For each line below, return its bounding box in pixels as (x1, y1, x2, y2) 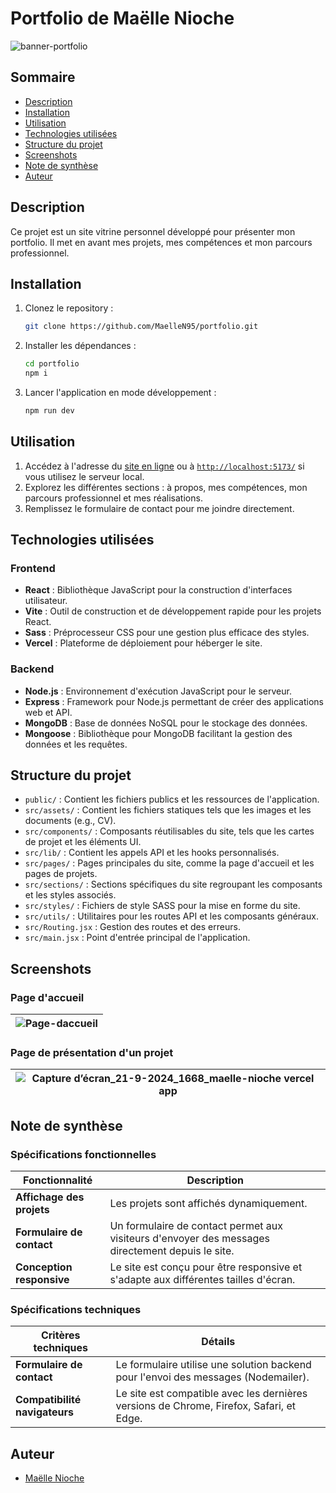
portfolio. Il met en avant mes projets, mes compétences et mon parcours (10, 236, 313, 248)
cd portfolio (24, 359, 80, 369)
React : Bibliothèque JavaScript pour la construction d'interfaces (24, 584, 293, 596)
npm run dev (24, 406, 75, 416)
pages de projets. (24, 868, 98, 880)
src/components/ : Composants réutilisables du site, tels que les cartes (24, 825, 315, 837)
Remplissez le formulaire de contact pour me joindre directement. (24, 502, 295, 514)
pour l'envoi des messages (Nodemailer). (115, 1370, 310, 1384)
